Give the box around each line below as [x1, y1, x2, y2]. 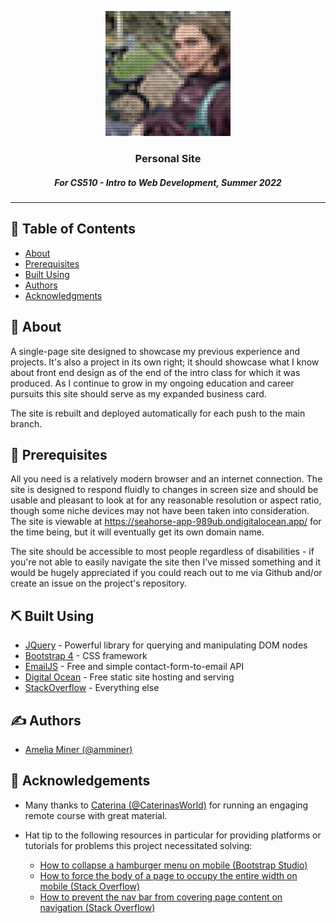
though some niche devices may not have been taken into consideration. [10, 505, 310, 517]
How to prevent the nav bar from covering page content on [39, 891, 283, 903]
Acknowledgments [24, 289, 103, 301]
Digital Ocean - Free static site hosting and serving [24, 671, 235, 683]
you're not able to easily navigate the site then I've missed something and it [10, 556, 322, 568]
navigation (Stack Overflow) [39, 901, 156, 913]
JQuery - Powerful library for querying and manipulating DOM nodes [24, 639, 308, 651]
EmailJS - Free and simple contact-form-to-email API [24, 661, 245, 673]
